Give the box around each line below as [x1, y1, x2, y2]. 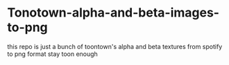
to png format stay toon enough [7, 50, 99, 58]
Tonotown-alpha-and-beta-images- [7, 5, 220, 21]
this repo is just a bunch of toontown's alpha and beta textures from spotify [7, 42, 223, 50]
